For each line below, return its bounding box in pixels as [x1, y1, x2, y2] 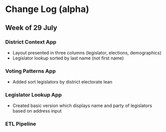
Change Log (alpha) [5, 3, 90, 15]
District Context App [5, 38, 57, 45]
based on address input [12, 108, 62, 114]
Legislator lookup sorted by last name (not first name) [12, 55, 124, 61]
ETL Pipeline [5, 120, 36, 127]
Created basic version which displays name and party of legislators [12, 102, 152, 108]
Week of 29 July [5, 23, 57, 32]
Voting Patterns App [5, 67, 56, 74]
